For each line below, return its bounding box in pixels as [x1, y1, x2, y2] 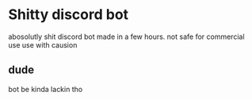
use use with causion [8, 40, 78, 49]
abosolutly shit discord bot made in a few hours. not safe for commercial [8, 32, 245, 41]
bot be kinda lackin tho [8, 84, 83, 94]
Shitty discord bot [8, 6, 129, 24]
